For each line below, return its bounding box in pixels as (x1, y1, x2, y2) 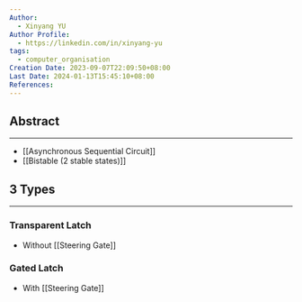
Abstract (9, 114, 60, 129)
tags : (9, 47, 30, 56)
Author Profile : (9, 30, 70, 39)
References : (9, 80, 54, 89)
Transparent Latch (9, 219, 92, 232)
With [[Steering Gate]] (22, 282, 105, 293)
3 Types (9, 181, 56, 197)
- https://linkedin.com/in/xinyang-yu (17, 38, 164, 48)
